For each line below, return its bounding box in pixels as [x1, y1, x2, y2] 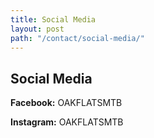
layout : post [10, 24, 65, 34]
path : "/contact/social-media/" [10, 33, 145, 43]
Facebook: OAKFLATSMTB [10, 97, 123, 109]
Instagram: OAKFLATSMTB [10, 116, 124, 128]
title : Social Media [10, 14, 97, 25]
